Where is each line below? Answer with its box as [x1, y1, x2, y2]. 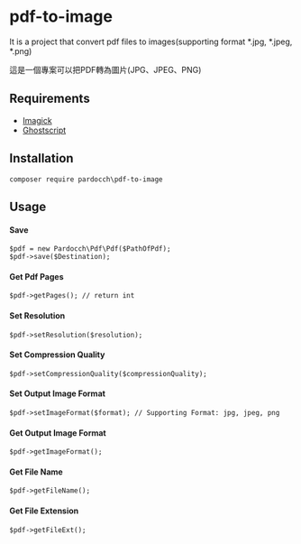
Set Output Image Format [9, 388, 106, 399]
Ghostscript [22, 124, 67, 135]
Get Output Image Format [9, 427, 106, 438]
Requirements [9, 91, 90, 106]
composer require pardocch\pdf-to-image [9, 174, 164, 184]
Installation [9, 151, 74, 166]
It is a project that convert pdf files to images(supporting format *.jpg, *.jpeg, [9, 36, 293, 47]
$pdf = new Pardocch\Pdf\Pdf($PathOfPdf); [9, 244, 171, 254]
